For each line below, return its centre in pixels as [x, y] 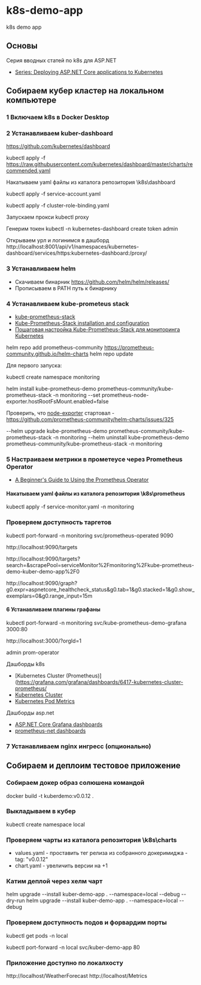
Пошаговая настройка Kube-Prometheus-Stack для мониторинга [98, 329]
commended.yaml [28, 171]
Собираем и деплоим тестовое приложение [93, 766]
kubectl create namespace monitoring [53, 377]
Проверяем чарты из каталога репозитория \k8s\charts [92, 840]
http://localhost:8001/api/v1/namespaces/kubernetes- [73, 247]
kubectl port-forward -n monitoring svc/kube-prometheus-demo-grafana [96, 623]
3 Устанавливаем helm [41, 269]
